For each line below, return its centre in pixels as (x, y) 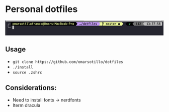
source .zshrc (27, 72)
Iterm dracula (26, 105)
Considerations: (31, 88)
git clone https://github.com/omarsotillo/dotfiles (68, 62)
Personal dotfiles (41, 9)
